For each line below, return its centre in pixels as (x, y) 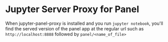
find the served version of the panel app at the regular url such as (75, 28)
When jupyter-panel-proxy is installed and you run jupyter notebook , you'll (84, 23)
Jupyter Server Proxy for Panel (72, 9)
